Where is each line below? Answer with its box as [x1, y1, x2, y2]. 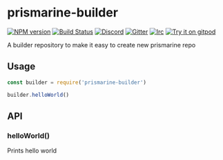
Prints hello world [7, 146, 57, 155]
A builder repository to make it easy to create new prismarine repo [7, 41, 196, 49]
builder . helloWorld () [7, 91, 70, 98]
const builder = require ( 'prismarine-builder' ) [7, 79, 147, 86]
